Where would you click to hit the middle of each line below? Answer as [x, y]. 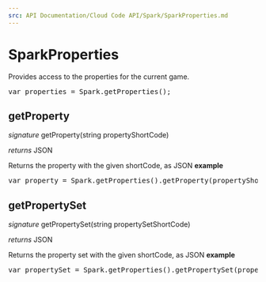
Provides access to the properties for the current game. [99, 77]
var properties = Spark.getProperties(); [90, 91]
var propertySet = [44, 270]
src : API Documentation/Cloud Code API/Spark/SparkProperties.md [118, 15]
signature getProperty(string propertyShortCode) [89, 135]
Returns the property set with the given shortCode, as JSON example [122, 255]
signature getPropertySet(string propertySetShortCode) [99, 224]
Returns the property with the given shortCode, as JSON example [116, 166]
